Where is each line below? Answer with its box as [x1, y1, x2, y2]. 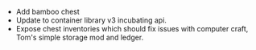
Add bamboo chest [15, 7, 81, 16]
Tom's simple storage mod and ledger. [15, 32, 144, 42]
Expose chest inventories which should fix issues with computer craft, [15, 24, 249, 33]
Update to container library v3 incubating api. [15, 15, 167, 25]
